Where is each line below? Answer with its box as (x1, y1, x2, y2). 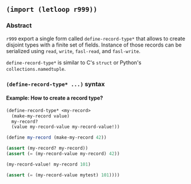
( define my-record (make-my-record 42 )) (6, 134, 107, 141)
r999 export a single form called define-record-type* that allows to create (6, 35, 186, 42)
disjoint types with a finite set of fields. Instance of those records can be (6, 41, 182, 48)
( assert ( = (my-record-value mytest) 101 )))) (6, 172, 120, 178)
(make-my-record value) (11, 113, 70, 119)
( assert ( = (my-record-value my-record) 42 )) (6, 151, 120, 157)
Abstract (6, 21, 32, 29)
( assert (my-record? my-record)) (6, 145, 88, 152)
